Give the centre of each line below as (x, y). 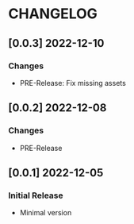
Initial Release (36, 195)
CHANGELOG (53, 14)
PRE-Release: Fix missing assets (73, 83)
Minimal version (46, 213)
